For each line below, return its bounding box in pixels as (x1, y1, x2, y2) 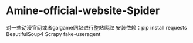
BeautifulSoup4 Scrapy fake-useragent (6, 30, 101, 37)
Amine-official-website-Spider (6, 4, 160, 17)
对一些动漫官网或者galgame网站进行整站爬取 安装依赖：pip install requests (6, 24, 187, 31)
